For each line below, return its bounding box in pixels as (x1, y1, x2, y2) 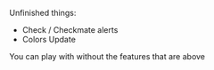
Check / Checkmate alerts (21, 25, 119, 35)
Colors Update (21, 35, 76, 44)
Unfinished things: (9, 8, 77, 18)
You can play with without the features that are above (9, 51, 206, 61)
